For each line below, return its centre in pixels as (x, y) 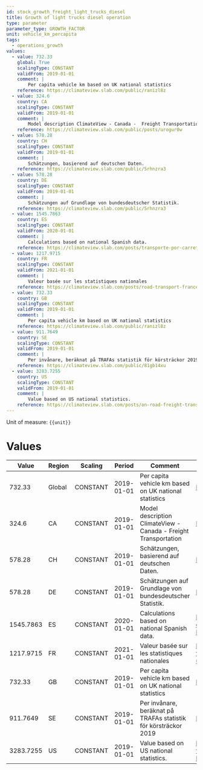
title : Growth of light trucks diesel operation (69, 18)
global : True (34, 62)
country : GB (32, 298)
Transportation (161, 538)
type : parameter (27, 23)
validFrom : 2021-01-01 (46, 270)
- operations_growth (37, 46)
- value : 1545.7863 (36, 214)
